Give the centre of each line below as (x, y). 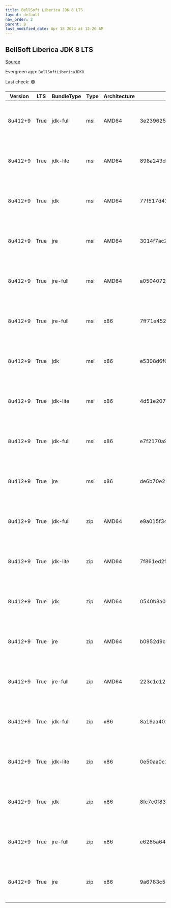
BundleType (66, 96)
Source (13, 62)
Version (19, 96)
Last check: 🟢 (20, 81)
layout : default (22, 15)
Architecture (119, 96)
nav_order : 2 (19, 19)
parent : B (16, 24)
